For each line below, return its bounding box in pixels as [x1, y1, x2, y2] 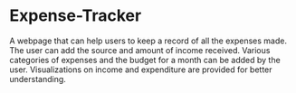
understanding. [9, 73, 66, 84]
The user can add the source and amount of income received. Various [9, 44, 271, 55]
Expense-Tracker [9, 5, 142, 26]
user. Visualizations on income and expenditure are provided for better [9, 64, 273, 75]
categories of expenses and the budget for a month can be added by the [9, 54, 281, 65]
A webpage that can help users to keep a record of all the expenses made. [9, 35, 288, 46]
